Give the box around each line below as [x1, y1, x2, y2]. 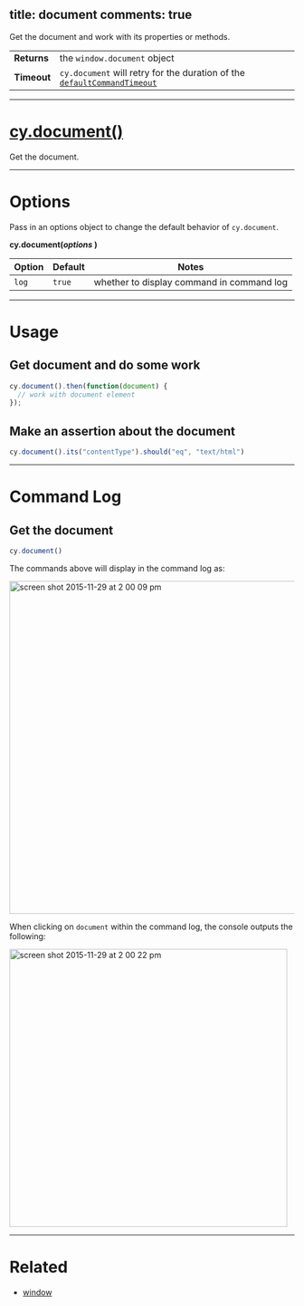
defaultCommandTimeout [59, 77, 157, 88]
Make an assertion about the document [9, 423, 236, 438]
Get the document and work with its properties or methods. [9, 31, 231, 42]
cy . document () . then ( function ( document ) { [9, 381, 168, 390]
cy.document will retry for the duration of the [59, 66, 246, 79]
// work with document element [17, 389, 136, 399]
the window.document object [59, 52, 175, 64]
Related [9, 1257, 68, 1278]
